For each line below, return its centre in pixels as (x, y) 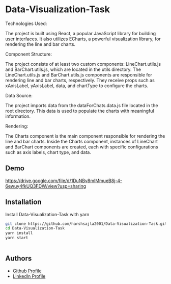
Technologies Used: (26, 23)
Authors (19, 259)
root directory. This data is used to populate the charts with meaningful (80, 111)
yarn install (19, 233)
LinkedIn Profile (29, 276)
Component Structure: (29, 54)
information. (18, 116)
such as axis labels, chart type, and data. (48, 152)
